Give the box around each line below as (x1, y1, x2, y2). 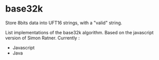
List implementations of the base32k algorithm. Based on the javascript (5, 29, 154, 35)
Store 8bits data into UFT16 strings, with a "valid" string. (5, 20, 123, 26)
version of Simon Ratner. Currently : (5, 35, 80, 41)
